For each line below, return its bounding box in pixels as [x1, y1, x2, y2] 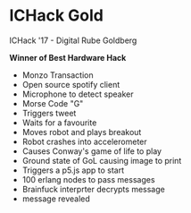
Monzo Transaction [21, 69, 94, 81]
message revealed [21, 193, 91, 204]
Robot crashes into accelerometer [21, 136, 147, 147]
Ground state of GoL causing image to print [21, 155, 182, 166]
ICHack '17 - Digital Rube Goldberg [9, 35, 137, 46]
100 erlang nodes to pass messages [21, 174, 155, 184]
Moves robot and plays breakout [21, 126, 142, 137]
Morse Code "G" [21, 98, 84, 108]
